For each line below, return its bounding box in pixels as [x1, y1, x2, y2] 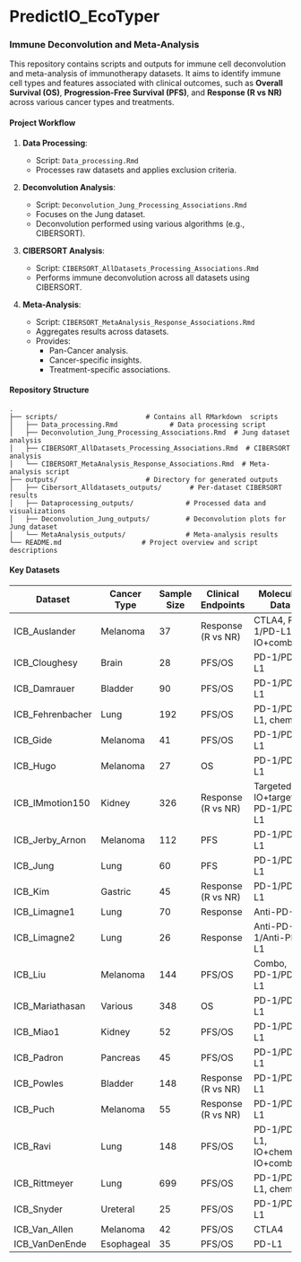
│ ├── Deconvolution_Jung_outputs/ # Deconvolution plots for [9, 514, 287, 523]
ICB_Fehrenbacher [13, 708, 92, 721]
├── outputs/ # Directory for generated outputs [9, 475, 279, 484]
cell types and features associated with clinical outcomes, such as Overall [9, 78, 284, 89]
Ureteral [100, 1203, 135, 1215]
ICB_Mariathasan [13, 1000, 86, 1012]
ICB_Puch [13, 1103, 56, 1116]
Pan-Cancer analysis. [48, 345, 129, 355]
